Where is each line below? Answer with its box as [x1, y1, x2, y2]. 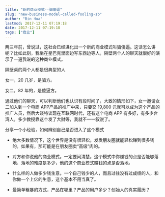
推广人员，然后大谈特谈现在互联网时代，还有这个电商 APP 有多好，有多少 [5, 110, 154, 116]
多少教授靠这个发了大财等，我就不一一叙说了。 [18, 116, 113, 122]
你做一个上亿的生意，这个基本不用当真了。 [12, 176, 99, 182]
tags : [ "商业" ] [5, 30, 35, 35]
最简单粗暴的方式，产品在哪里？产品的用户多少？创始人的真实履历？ [12, 187, 150, 193]
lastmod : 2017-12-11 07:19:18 [5, 21, 67, 26]
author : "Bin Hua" [5, 16, 43, 21]
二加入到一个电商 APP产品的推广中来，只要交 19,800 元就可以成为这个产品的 [5, 104, 160, 110]
